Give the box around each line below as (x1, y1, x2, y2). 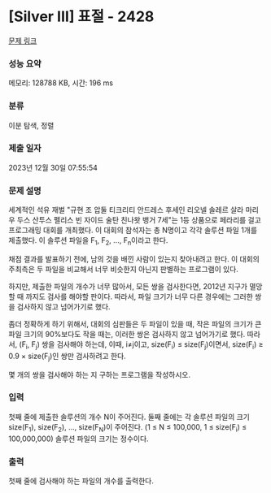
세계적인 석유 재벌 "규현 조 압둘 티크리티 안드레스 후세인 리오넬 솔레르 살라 (8, 205, 244, 215)
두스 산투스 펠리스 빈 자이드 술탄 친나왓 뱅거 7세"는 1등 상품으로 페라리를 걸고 (16, 215, 262, 225)
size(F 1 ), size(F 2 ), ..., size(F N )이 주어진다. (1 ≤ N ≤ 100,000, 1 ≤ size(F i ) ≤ (8, 422, 247, 434)
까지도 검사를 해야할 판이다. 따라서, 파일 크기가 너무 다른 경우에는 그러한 (25, 292, 254, 301)
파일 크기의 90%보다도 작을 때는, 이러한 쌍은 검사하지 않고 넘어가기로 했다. (8, 329, 246, 339)
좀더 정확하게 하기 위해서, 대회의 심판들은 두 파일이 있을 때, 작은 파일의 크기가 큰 (8, 318, 262, 329)
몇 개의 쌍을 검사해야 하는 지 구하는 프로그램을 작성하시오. (8, 370, 191, 379)
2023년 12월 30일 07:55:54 (8, 162, 98, 172)
